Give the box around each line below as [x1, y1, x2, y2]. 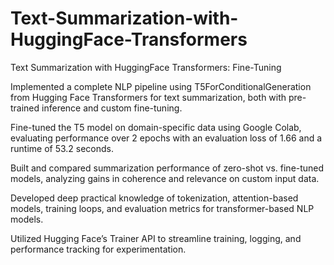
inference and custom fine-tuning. [41, 102, 183, 114]
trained [10, 102, 40, 114]
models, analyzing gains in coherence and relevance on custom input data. [10, 172, 320, 184]
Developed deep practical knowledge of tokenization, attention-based [10, 192, 299, 204]
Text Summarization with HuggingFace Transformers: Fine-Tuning [10, 61, 282, 73]
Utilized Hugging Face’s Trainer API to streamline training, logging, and [10, 232, 302, 244]
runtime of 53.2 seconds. [10, 142, 115, 154]
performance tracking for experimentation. [10, 243, 187, 255]
